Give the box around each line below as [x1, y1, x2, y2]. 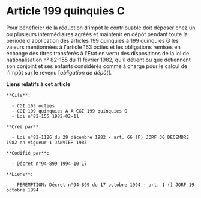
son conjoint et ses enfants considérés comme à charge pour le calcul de [6, 62, 188, 70]
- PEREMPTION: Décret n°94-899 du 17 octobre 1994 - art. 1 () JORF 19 [11, 182, 195, 188]
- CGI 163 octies [11, 102, 55, 109]
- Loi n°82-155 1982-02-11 [11, 113, 79, 119]
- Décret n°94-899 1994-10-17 [11, 161, 87, 167]
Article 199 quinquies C [6, 4, 125, 18]
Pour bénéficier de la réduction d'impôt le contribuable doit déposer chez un [6, 24, 196, 31]
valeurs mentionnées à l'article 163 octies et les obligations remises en [6, 43, 181, 51]
